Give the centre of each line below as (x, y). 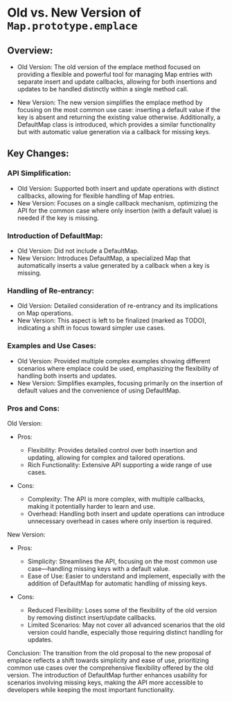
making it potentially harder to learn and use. (91, 506)
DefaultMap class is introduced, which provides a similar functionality (116, 125)
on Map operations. (45, 313)
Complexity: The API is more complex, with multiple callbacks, (116, 499)
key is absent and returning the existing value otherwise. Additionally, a (119, 117)
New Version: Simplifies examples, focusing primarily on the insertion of (120, 383)
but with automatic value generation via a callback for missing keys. (114, 132)
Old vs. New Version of (74, 13)
